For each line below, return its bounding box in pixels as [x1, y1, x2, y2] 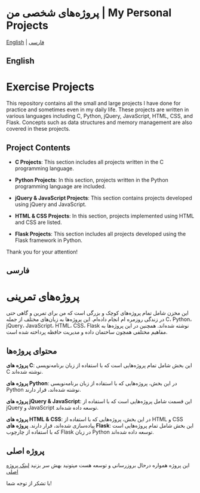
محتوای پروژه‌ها [6, 346, 57, 356]
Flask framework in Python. [14, 237, 82, 244]
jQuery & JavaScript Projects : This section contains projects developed [14, 195, 192, 202]
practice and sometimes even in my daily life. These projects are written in [6, 106, 189, 113]
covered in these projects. [6, 125, 70, 132]
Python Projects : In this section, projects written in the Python [14, 177, 169, 184]
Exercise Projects [6, 80, 94, 93]
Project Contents [6, 143, 70, 153]
